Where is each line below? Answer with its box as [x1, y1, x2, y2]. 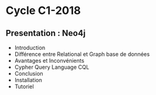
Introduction [14, 44, 46, 51]
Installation [14, 77, 43, 83]
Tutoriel [14, 83, 34, 90]
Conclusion [14, 70, 43, 77]
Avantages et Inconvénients [14, 57, 85, 64]
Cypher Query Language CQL [14, 63, 90, 71]
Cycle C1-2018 [5, 4, 81, 18]
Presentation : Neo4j [5, 28, 86, 38]
